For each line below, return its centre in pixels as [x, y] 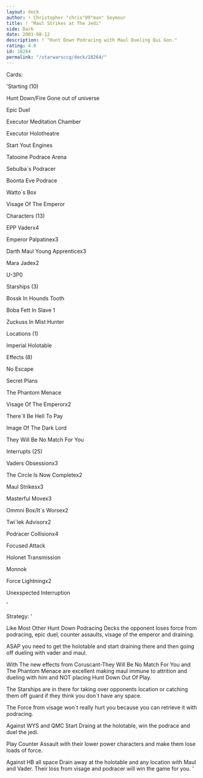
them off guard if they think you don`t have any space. [74, 695]
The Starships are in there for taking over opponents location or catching [97, 689]
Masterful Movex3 [29, 498]
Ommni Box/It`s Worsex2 [37, 510]
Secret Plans [22, 380]
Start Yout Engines [29, 145]
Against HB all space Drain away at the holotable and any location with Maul [101, 762]
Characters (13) [26, 216]
